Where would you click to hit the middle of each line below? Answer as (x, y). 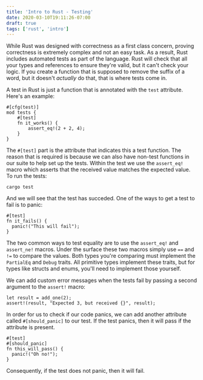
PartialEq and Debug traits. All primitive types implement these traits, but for (101, 262)
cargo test (20, 187)
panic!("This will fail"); (46, 227)
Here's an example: (30, 96)
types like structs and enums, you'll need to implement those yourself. (94, 269)
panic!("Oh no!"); (35, 355)
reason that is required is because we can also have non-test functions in (98, 157)
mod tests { (21, 113)
